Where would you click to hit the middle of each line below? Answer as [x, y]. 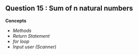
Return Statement [31, 36]
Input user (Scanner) [34, 47]
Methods [22, 31]
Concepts [16, 20]
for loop [21, 41]
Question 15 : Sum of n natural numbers [69, 8]
